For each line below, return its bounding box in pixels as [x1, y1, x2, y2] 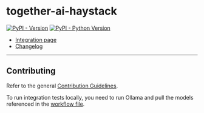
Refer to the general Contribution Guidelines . [6, 82, 118, 89]
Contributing [6, 66, 56, 77]
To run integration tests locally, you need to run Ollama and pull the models [6, 94, 194, 101]
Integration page [15, 36, 57, 43]
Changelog [15, 43, 43, 50]
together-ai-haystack [6, 4, 117, 18]
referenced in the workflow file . [6, 100, 85, 108]
